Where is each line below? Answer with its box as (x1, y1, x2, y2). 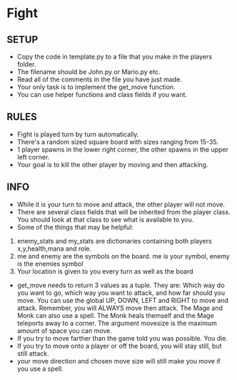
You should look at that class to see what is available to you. (16, 215, 194, 224)
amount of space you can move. (16, 326, 112, 335)
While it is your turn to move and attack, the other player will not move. (16, 200, 226, 209)
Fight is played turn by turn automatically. (16, 130, 139, 139)
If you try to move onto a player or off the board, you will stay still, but (16, 341, 222, 350)
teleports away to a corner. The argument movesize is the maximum (16, 319, 217, 327)
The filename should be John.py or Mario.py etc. (16, 68, 161, 76)
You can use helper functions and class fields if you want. (16, 91, 187, 99)
